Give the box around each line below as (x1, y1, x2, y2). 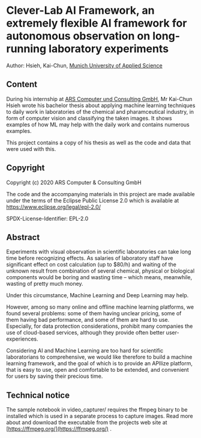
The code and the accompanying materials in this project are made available (6, 190, 195, 197)
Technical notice (6, 390, 70, 400)
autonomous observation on (6, 29, 151, 43)
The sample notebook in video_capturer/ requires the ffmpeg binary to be (6, 406, 188, 413)
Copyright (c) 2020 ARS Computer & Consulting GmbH (6, 179, 142, 186)
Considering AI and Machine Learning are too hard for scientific (6, 347, 164, 354)
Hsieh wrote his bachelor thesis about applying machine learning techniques (6, 102, 196, 109)
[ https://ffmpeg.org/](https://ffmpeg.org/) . (6, 425, 112, 433)
